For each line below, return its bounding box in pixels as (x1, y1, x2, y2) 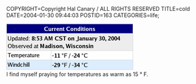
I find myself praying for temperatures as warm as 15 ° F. (6, 71, 149, 78)
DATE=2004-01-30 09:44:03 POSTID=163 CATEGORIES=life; (6, 12, 159, 19)
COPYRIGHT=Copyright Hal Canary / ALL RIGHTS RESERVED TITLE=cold (6, 5, 191, 12)
